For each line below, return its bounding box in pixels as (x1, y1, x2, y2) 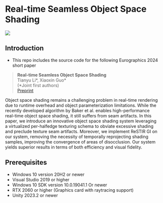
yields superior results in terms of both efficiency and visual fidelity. (5, 144, 142, 150)
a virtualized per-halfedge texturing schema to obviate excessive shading (5, 123, 154, 129)
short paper (12, 62, 36, 68)
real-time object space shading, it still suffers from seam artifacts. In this (5, 113, 152, 118)
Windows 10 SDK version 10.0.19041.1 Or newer (12, 182, 108, 188)
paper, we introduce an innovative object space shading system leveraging (5, 118, 157, 124)
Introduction (5, 44, 44, 53)
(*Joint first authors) (17, 82, 59, 88)
